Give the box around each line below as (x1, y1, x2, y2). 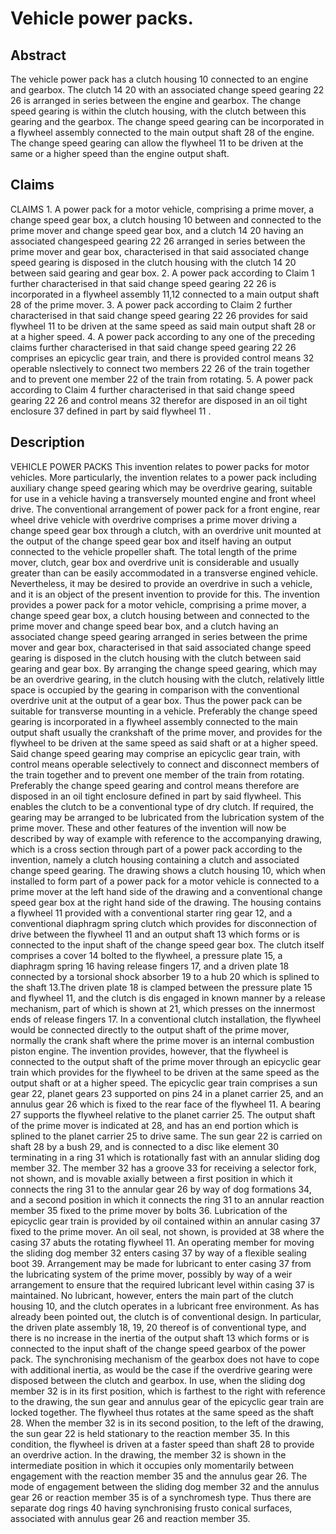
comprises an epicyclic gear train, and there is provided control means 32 (10, 352, 315, 364)
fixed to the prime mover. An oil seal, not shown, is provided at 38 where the (10, 1225, 325, 1237)
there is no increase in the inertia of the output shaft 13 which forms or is (10, 1332, 310, 1344)
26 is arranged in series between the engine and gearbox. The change (10, 95, 302, 106)
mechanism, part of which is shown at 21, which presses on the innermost (10, 1002, 316, 1014)
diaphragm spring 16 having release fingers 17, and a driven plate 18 (10, 960, 290, 972)
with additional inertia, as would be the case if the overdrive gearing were (10, 1363, 313, 1376)
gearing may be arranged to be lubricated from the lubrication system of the (10, 811, 325, 823)
